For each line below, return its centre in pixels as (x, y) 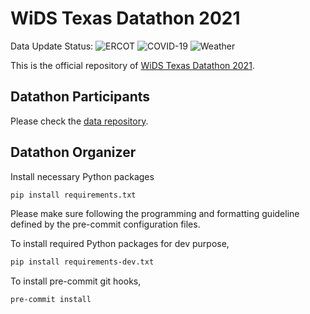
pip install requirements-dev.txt (82, 262)
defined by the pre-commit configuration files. (105, 224)
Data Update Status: (52, 46)
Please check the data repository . (79, 121)
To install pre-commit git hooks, (76, 281)
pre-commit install (51, 300)
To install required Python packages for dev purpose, (120, 244)
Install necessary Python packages (82, 176)
